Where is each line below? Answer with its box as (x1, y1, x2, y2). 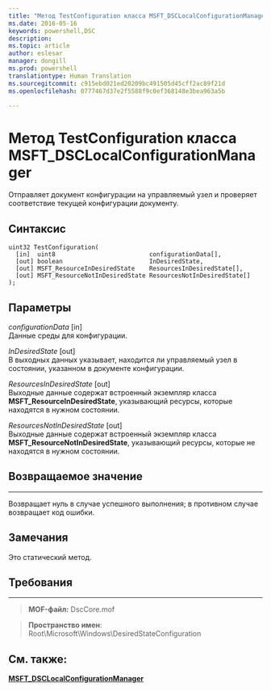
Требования (8, 575, 73, 589)
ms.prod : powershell (8, 65, 78, 73)
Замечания (8, 531, 69, 545)
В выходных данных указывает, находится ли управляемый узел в (8, 355, 238, 364)
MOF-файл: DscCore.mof (27, 605, 115, 614)
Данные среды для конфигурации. (8, 331, 127, 340)
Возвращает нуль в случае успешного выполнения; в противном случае (8, 499, 259, 508)
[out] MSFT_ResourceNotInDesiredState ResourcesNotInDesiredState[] (15, 272, 251, 280)
